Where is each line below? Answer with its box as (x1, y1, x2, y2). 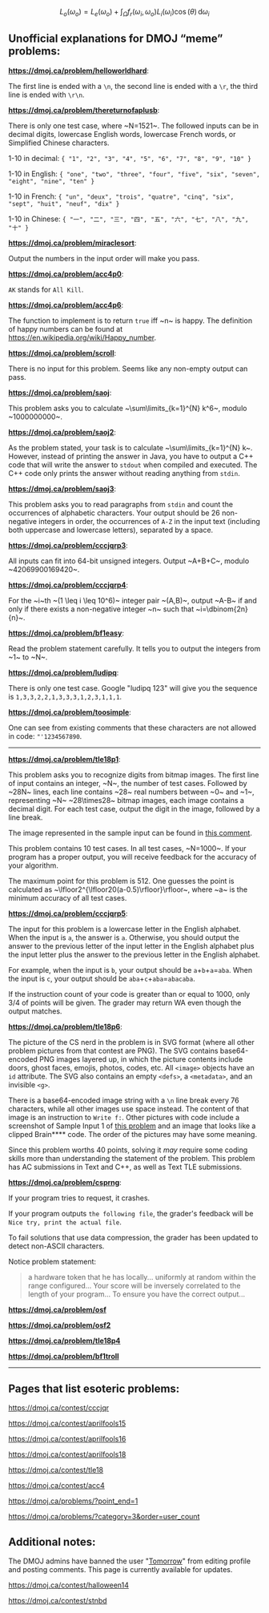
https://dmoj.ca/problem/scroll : (8, 348, 117, 357)
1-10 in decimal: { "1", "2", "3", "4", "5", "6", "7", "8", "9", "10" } (8, 153, 252, 163)
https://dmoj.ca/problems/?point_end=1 (8, 1496, 139, 1506)
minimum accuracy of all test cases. (8, 893, 127, 902)
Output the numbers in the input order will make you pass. (8, 253, 200, 263)
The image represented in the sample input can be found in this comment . (8, 828, 252, 837)
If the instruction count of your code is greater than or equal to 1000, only (8, 989, 251, 998)
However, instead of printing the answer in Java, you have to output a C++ (8, 451, 254, 461)
